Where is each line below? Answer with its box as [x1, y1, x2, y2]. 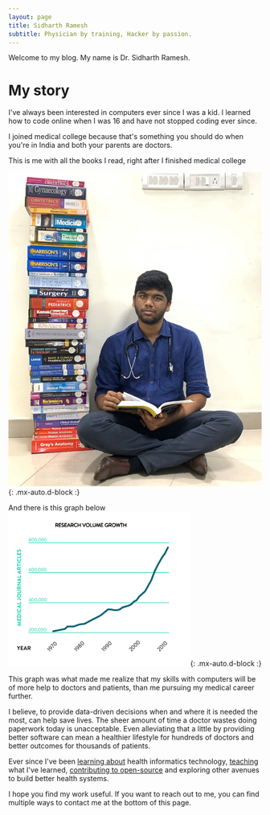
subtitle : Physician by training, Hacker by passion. [8, 30, 193, 38]
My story [8, 81, 70, 100]
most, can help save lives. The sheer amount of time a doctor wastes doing [8, 715, 257, 725]
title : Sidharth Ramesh [8, 21, 88, 30]
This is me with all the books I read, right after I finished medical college [8, 156, 247, 166]
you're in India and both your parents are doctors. [8, 141, 173, 150]
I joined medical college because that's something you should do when [8, 132, 243, 141]
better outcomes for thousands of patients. [8, 741, 151, 751]
